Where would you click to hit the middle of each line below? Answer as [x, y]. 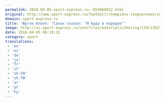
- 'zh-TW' [17, 78]
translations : [20, 42]
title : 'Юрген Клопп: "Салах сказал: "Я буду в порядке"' [66, 23]
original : [15, 14]
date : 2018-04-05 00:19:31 [33, 32]
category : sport [22, 37]
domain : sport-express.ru [31, 19]
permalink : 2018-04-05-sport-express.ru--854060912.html [65, 10]
